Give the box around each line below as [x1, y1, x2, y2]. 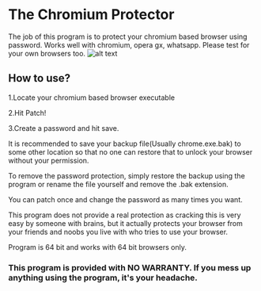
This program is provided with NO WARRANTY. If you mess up [8, 262, 252, 273]
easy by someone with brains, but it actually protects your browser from [8, 218, 244, 228]
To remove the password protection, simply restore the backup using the [8, 170, 245, 180]
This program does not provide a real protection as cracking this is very [8, 210, 241, 220]
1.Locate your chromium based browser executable [8, 93, 176, 102]
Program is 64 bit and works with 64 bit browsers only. [8, 242, 187, 251]
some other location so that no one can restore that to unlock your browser [8, 147, 253, 156]
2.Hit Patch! [8, 108, 47, 117]
